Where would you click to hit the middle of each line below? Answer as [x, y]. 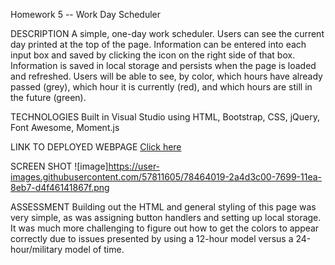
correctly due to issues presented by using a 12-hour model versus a [152, 238]
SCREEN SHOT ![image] [59, 166]
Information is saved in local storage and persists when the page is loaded [163, 65]
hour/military [36, 249]
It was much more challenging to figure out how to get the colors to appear [165, 228]
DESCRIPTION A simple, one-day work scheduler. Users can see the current [167, 33]
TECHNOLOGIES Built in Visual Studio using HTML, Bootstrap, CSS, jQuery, [165, 117]
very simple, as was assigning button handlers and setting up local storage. [166, 217]
